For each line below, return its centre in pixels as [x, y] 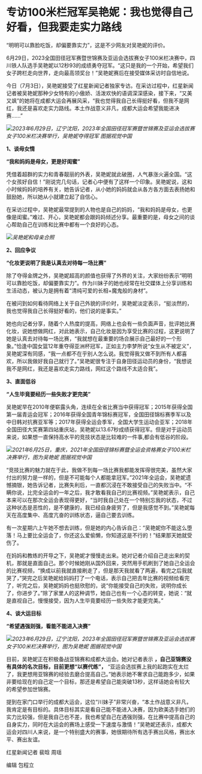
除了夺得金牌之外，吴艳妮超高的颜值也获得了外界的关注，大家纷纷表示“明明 [100, 275]
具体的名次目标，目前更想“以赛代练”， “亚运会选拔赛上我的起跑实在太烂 [100, 667]
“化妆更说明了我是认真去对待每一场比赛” [56, 262]
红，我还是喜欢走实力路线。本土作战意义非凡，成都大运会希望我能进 [90, 108]
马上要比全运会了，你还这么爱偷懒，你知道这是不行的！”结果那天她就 [102, 535]
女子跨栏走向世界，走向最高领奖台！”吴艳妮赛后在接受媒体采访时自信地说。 [100, 73]
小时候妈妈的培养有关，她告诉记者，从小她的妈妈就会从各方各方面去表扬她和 [101, 189]
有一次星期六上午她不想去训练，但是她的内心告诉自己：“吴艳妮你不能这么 [97, 528]
